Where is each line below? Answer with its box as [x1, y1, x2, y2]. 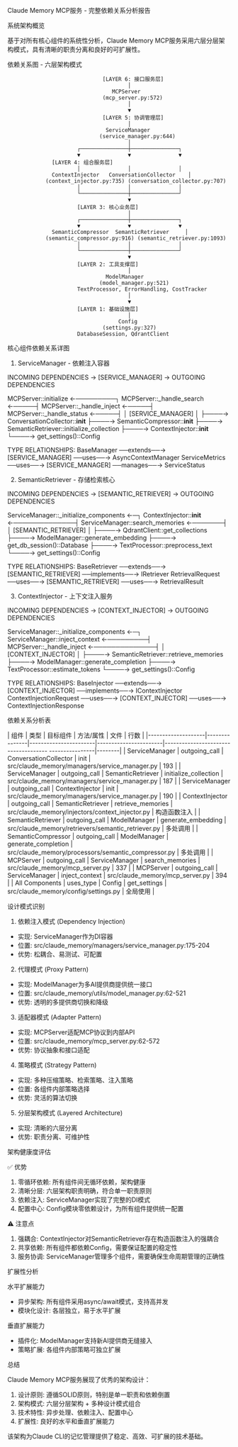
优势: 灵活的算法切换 [17, 1094, 78, 1102]
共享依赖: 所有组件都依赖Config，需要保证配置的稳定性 [17, 1244, 178, 1251]
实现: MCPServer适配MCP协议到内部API [17, 1028, 135, 1037]
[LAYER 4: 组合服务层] [52, 159, 113, 166]
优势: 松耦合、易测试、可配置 [17, 950, 103, 959]
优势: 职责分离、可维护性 [17, 1133, 90, 1141]
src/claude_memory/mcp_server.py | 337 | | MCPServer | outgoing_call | [7, 864, 218, 872]
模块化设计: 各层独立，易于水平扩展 [17, 1307, 121, 1314]
